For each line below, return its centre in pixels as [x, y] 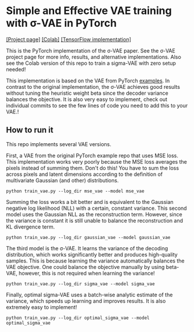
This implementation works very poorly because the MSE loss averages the [97, 161]
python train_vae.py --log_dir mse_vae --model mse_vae [75, 191]
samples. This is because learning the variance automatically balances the [95, 261]
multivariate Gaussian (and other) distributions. [62, 180]
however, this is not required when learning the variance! [87, 273]
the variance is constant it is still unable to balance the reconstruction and [95, 220]
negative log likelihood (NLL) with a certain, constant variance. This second [97, 208]
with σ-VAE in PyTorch [61, 23]
